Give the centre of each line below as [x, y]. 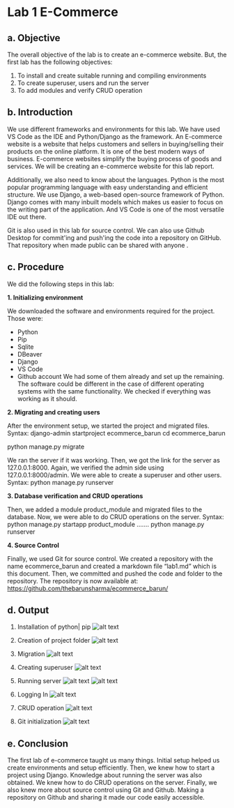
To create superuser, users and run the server [83, 83]
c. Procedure [36, 267]
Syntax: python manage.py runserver [61, 482]
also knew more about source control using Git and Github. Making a [106, 790]
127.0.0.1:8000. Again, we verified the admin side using [86, 467]
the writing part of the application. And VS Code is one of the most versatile [116, 209]
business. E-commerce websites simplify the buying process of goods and [115, 158]
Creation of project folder [54, 641]
